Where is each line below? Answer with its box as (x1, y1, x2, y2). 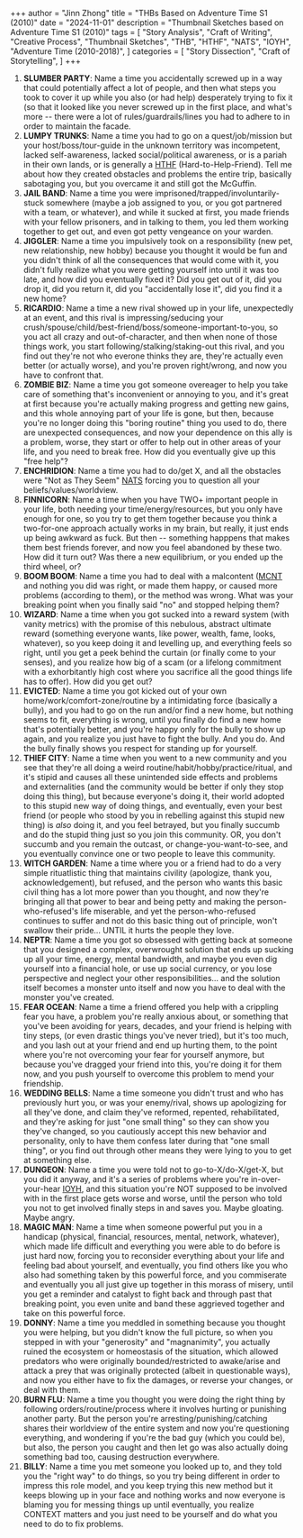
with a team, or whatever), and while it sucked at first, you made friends (22, 207, 290, 217)
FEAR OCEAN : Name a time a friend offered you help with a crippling (22, 1002, 280, 1012)
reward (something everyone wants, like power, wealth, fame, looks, (22, 628, 276, 639)
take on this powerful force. (22, 1308, 126, 1318)
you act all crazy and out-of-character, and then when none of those (22, 332, 278, 341)
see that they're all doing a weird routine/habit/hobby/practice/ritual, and (22, 762, 293, 773)
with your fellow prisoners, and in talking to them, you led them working (22, 216, 289, 227)
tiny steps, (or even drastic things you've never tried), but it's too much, (22, 1031, 289, 1041)
